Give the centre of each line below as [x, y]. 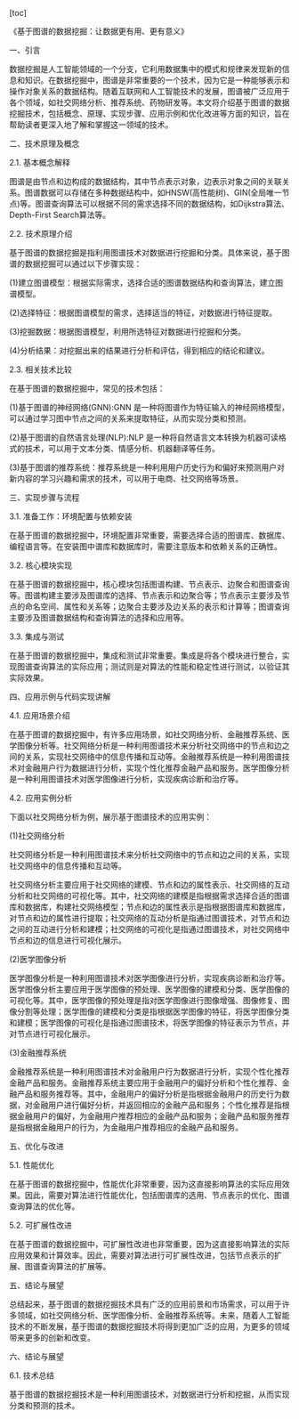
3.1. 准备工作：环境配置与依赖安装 [71, 516]
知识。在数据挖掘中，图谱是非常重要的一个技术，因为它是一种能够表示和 [157, 80]
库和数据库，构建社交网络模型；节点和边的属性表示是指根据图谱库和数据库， [149, 907]
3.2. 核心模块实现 [41, 565]
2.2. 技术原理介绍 [41, 234]
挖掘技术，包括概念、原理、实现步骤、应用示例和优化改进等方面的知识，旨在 [149, 114]
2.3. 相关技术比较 [41, 369]
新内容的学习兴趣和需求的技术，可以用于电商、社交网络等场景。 [126, 478]
